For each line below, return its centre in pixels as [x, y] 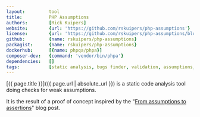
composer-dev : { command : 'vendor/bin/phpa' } [65, 56]
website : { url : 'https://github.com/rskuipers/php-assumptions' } [98, 28]
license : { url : [34, 34]
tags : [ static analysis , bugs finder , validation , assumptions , [101, 67]
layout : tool [33, 12]
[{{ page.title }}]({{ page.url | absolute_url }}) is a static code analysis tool [96, 84]
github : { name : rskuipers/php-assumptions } [71, 39]
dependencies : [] [30, 61]
